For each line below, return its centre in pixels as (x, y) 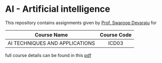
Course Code (116, 34)
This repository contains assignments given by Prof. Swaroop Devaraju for (81, 23)
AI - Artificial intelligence (58, 9)
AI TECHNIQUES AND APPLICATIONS (51, 43)
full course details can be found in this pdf (48, 55)
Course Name (51, 34)
